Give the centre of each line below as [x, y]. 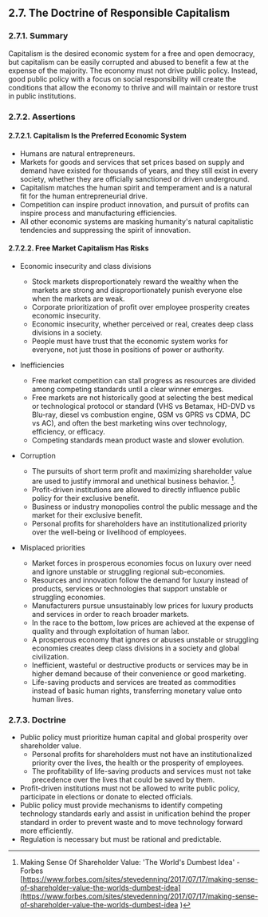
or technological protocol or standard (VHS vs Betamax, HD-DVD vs [143, 406]
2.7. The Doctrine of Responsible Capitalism [119, 13]
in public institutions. [42, 96]
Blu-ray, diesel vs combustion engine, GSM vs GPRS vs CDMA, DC [141, 414]
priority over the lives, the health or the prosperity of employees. [138, 763]
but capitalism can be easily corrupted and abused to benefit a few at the [129, 62]
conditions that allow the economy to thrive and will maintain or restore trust [133, 87]
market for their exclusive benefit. [87, 515]
